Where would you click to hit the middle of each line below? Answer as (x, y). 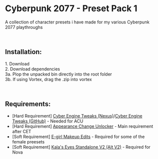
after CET (22, 131)
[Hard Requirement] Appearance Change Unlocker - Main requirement (82, 126)
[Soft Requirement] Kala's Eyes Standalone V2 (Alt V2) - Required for (81, 147)
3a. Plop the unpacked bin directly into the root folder (59, 74)
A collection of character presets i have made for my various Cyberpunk (77, 22)
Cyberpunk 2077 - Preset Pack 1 (71, 9)
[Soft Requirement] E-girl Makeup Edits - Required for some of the (78, 137)
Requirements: (28, 104)
